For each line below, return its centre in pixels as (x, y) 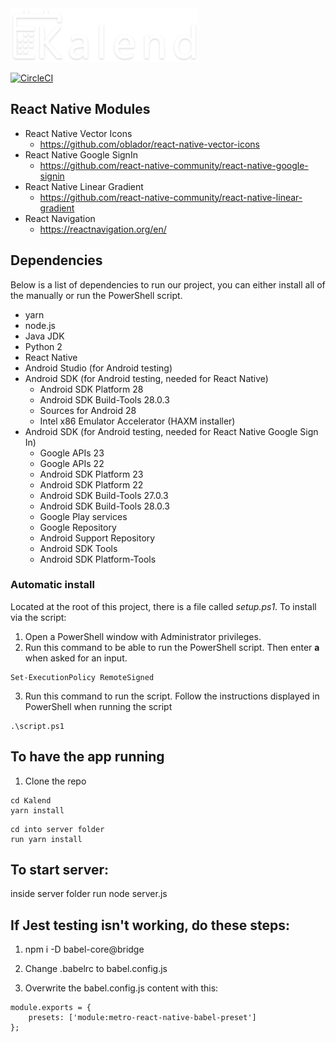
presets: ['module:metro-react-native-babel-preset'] (142, 1018)
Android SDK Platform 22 (91, 484)
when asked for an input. (76, 658)
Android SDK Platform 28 (91, 389)
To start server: (60, 870)
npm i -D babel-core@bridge (84, 949)
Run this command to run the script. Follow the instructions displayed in (172, 696)
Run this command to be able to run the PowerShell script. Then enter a (172, 647)
